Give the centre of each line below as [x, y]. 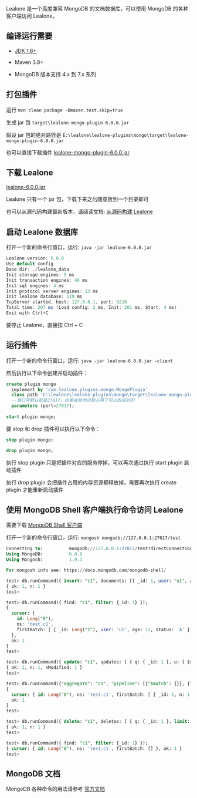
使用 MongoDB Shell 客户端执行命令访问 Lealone [95, 510]
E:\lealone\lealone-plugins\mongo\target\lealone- [125, 135]
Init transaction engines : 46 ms [47, 280]
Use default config [30, 264]
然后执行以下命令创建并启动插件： [47, 373]
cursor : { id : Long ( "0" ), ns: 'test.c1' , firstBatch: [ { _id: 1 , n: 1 [101, 695]
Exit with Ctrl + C [27, 313]
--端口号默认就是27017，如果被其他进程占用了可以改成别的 [73, 400]
